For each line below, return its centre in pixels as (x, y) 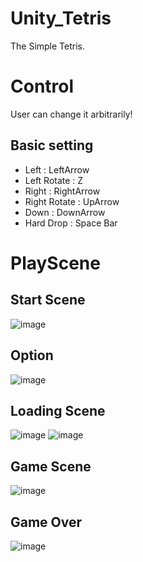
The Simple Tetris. (48, 46)
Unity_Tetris (61, 18)
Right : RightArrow (62, 191)
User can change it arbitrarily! (71, 114)
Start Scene (48, 300)
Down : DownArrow (65, 212)
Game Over (46, 522)
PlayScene (55, 263)
